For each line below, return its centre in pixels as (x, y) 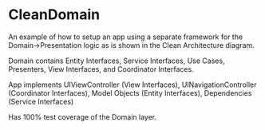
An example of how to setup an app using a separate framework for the (126, 37)
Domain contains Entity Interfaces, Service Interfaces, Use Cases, (117, 61)
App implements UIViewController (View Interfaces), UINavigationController (132, 85)
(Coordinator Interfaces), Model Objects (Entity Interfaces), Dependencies (130, 93)
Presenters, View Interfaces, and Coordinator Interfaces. (101, 69)
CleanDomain (54, 15)
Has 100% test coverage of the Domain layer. (83, 116)
